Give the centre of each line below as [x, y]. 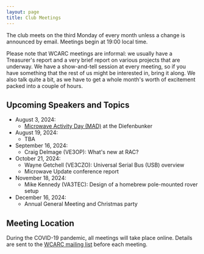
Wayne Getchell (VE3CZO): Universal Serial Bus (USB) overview [104, 165]
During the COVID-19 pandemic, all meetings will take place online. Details [100, 238]
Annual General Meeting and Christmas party [81, 204]
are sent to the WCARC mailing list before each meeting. [77, 244]
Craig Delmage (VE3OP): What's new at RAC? [81, 152]
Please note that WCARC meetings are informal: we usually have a [89, 53]
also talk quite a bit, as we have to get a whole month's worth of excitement [101, 79]
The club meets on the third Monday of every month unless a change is [96, 35]
